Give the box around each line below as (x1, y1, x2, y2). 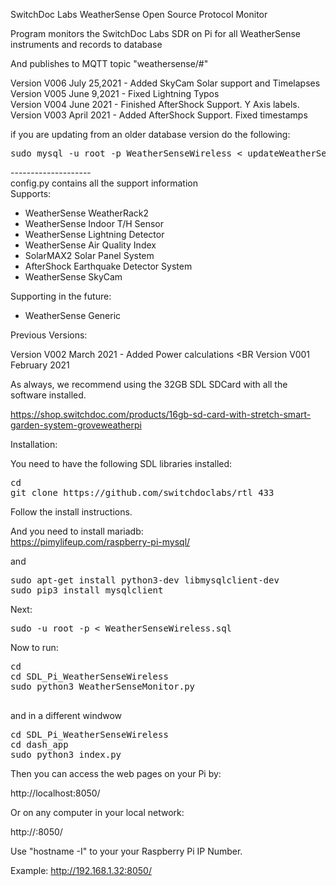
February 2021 (10, 359, 70, 371)
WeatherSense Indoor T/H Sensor (24, 218, 165, 229)
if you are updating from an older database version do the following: (10, 129, 291, 140)
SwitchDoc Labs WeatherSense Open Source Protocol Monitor (10, 9, 268, 20)
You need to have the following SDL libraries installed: (10, 458, 233, 469)
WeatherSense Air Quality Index (24, 239, 157, 251)
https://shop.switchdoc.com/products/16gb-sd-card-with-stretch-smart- (10, 409, 312, 420)
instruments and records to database (10, 39, 163, 50)
